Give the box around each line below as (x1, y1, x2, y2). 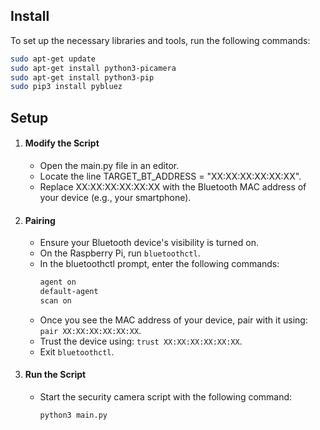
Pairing (24, 214, 56, 226)
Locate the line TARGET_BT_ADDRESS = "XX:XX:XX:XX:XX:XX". (39, 170, 302, 182)
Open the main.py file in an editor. (39, 159, 180, 171)
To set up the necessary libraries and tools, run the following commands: (10, 34, 311, 46)
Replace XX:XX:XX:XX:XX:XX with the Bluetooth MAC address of (39, 180, 307, 193)
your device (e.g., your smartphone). (39, 191, 192, 203)
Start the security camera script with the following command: (39, 390, 293, 403)
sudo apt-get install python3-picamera (10, 63, 177, 73)
